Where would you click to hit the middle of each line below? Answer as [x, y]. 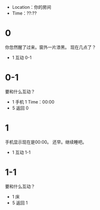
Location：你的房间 [31, 7]
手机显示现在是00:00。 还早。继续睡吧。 [46, 142]
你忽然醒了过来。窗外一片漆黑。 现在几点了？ [50, 47]
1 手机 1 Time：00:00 [33, 102]
